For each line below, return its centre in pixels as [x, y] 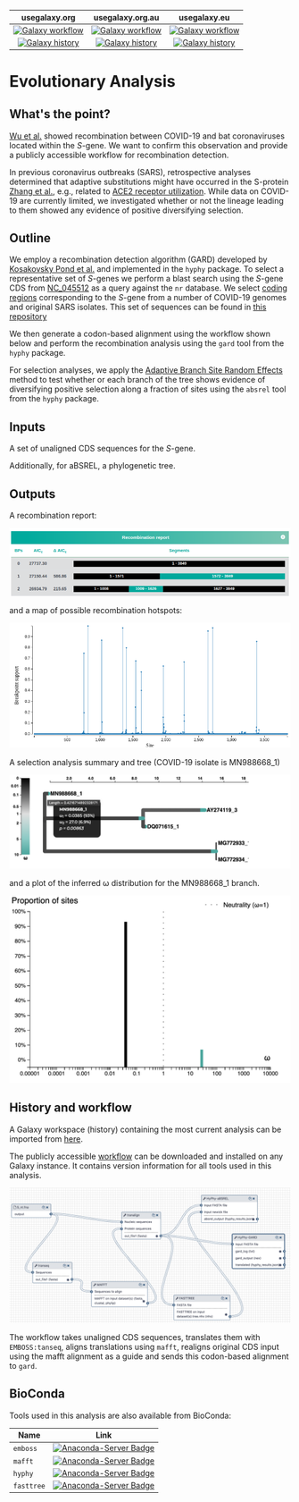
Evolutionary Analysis [92, 81]
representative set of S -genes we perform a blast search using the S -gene [146, 279]
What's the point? [60, 114]
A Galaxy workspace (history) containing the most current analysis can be [145, 1129]
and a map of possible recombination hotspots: [96, 611]
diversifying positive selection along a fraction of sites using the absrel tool [148, 389]
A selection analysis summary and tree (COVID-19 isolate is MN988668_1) [145, 763]
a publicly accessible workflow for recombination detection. [119, 155]
